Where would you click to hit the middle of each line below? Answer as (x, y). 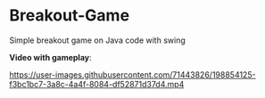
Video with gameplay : (50, 57)
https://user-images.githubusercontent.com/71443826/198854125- (132, 74)
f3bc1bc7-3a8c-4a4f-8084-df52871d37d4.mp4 (97, 84)
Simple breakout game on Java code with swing (97, 40)
